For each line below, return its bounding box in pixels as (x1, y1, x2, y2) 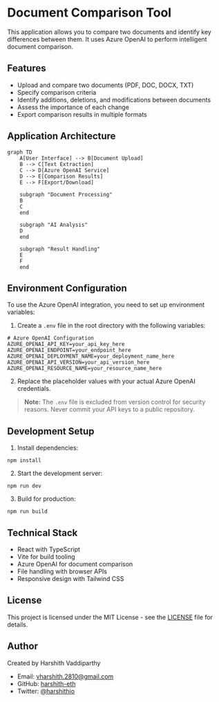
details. (7, 620, 28, 629)
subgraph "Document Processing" (19, 191, 113, 198)
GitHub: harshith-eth (17, 679, 76, 687)
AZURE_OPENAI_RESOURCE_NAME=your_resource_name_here (7, 365, 162, 372)
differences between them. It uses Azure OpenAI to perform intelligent (7, 35, 207, 43)
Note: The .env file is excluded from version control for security (23, 398, 206, 406)
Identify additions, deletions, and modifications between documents (17, 95, 211, 104)
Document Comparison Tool (7, 5, 171, 21)
